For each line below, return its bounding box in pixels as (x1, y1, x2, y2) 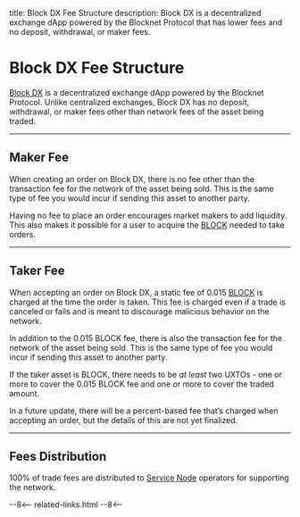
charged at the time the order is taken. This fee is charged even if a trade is (9, 296, 286, 307)
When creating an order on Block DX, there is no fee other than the (9, 173, 255, 184)
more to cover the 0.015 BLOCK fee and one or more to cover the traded (9, 379, 275, 389)
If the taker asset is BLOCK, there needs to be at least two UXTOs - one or (9, 369, 283, 379)
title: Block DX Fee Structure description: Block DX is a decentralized (9, 8, 262, 18)
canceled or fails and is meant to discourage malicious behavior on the (9, 305, 270, 316)
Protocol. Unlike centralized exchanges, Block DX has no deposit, (9, 96, 250, 107)
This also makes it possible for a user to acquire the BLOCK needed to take (9, 219, 285, 230)
